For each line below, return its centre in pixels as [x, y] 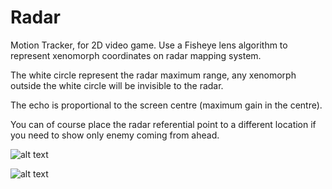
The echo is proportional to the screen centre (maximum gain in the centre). [166, 105]
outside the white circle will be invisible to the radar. [117, 85]
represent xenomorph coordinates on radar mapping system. [136, 55]
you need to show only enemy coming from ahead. [115, 135]
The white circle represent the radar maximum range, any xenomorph [153, 75]
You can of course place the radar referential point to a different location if [163, 124]
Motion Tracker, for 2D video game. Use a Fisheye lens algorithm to [149, 45]
